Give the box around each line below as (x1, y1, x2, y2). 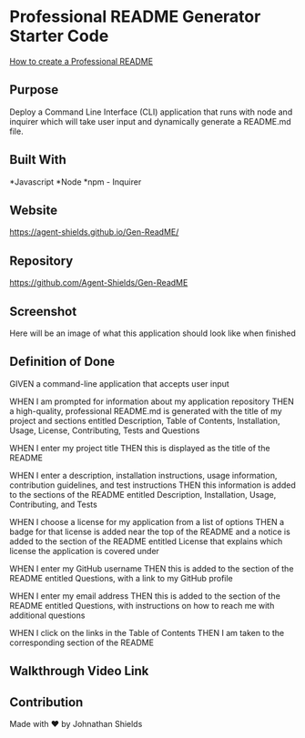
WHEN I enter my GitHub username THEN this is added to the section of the (9, 562, 294, 574)
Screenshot (9, 303, 77, 319)
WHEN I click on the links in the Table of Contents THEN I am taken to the (9, 627, 285, 638)
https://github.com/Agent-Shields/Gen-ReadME (9, 278, 188, 288)
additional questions (9, 610, 86, 621)
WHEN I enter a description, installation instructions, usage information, (9, 470, 278, 480)
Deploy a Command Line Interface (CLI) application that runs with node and (9, 106, 293, 117)
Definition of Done (9, 354, 116, 369)
